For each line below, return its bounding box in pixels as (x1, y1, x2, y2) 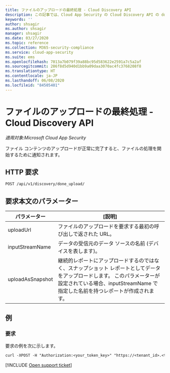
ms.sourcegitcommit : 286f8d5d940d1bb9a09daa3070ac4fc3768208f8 (5, 64, 142, 69)
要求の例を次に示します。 (5, 343, 58, 349)
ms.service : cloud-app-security (5, 50, 73, 55)
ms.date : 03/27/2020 (5, 36, 49, 41)
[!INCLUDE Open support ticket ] (5, 362, 72, 368)
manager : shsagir (5, 31, 42, 36)
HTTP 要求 (5, 168, 39, 176)
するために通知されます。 (9, 151, 63, 157)
